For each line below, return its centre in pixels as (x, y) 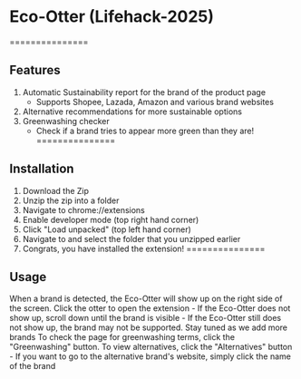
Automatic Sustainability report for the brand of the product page (144, 92)
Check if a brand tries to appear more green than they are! (145, 131)
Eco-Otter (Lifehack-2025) (112, 17)
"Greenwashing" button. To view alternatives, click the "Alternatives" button (151, 347)
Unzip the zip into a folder (71, 200)
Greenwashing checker (66, 121)
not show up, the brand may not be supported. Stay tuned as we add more (149, 327)
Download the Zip (55, 190)
